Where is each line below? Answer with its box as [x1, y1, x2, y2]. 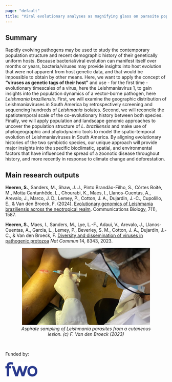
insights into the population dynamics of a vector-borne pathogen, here [5, 90, 156, 97]
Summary [5, 33, 37, 42]
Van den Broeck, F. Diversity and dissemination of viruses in [16, 232, 143, 238]
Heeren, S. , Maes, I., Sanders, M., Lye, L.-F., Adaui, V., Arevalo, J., [5, 222, 145, 228]
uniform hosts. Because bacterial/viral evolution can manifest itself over [5, 58, 157, 64]
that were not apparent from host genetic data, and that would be [5, 69, 143, 75]
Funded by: [5, 351, 29, 357]
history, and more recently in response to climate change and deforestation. [5, 156, 165, 162]
